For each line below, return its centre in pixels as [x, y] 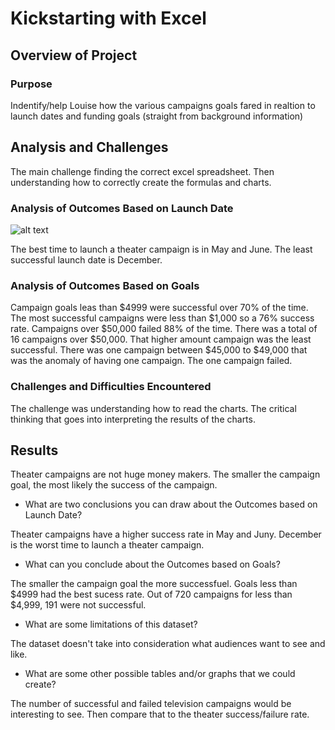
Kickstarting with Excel [108, 18]
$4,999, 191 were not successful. [78, 605]
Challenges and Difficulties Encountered [111, 387]
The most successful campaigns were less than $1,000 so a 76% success [162, 318]
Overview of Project [74, 55]
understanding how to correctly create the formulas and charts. [141, 182]
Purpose [31, 84]
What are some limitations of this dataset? [111, 624]
